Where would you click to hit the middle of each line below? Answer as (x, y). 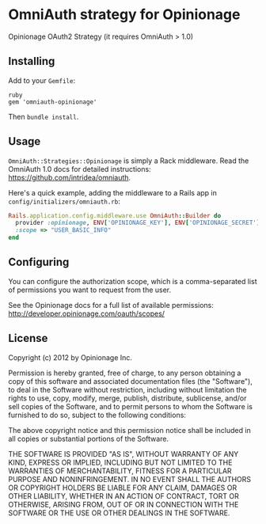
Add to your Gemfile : (42, 80)
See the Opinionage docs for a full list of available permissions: (111, 305)
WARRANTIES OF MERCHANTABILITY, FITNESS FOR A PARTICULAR (120, 471)
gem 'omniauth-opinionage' (53, 102)
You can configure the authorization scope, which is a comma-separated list (133, 281)
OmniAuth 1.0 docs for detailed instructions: (80, 169)
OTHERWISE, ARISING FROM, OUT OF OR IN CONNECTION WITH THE (123, 504)
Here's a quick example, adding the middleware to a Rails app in (113, 192)
